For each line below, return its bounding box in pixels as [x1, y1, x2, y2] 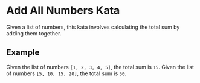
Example [6, 48, 40, 58]
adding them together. [6, 29, 62, 37]
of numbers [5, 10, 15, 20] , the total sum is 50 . [6, 70, 127, 77]
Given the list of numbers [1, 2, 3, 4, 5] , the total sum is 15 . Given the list [6, 63, 195, 70]
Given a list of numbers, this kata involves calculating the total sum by [6, 23, 180, 31]
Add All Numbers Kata [6, 4, 120, 17]
